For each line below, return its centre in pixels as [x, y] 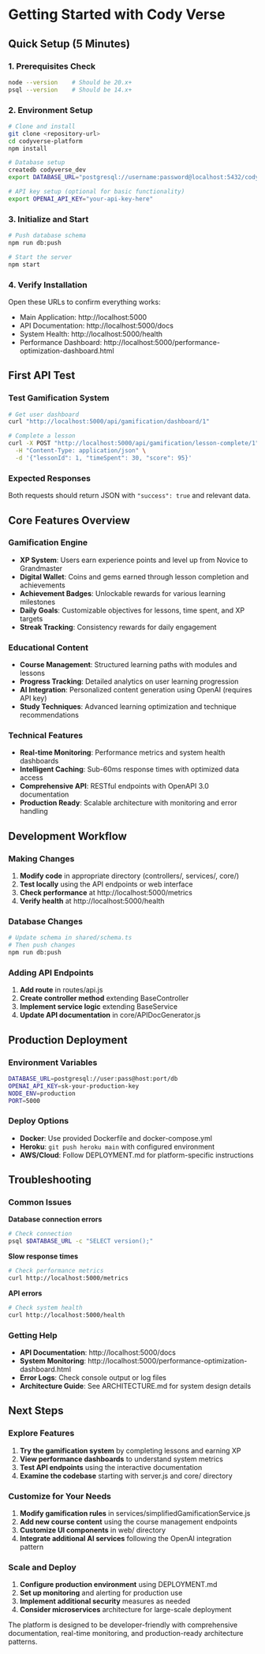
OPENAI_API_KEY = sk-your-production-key [74, 1086]
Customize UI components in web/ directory [93, 1530]
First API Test [42, 375]
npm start [24, 264]
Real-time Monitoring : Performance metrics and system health [122, 752]
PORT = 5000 [24, 1101]
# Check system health [45, 1307]
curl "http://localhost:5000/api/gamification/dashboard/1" [109, 422]
